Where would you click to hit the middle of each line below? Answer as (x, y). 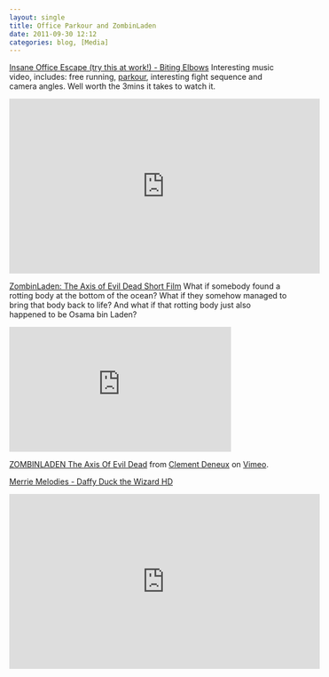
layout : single (37, 17)
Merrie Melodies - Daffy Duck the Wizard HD (91, 482)
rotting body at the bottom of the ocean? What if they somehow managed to (148, 296)
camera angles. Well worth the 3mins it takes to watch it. (112, 86)
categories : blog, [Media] (59, 42)
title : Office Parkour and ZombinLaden (83, 26)
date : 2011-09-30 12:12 (53, 34)
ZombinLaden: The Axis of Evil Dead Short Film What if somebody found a (145, 286)
